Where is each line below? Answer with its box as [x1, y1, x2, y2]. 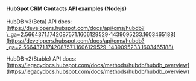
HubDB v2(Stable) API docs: [6, 55, 77, 62]
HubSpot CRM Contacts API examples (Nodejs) [6, 5, 127, 12]
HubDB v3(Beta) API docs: [6, 18, 72, 25]
